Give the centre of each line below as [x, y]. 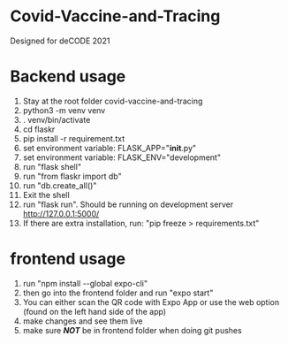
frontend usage [68, 259]
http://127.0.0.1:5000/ [61, 213]
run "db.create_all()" [60, 185]
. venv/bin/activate [57, 119]
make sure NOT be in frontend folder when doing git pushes [132, 330]
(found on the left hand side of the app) [95, 311]
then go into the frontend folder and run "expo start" [118, 293]
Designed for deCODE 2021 [60, 41]
